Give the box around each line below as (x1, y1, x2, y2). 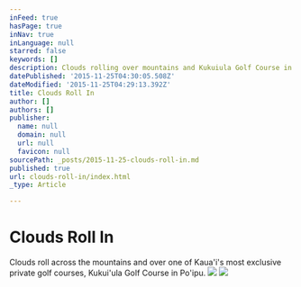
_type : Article (9, 181, 67, 190)
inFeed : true (9, 13, 59, 22)
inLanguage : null (9, 38, 75, 48)
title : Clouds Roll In (9, 88, 95, 97)
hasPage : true (9, 22, 63, 31)
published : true (9, 164, 70, 173)
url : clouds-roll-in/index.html (9, 172, 131, 181)
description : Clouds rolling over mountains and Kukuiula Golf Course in (9, 64, 293, 73)
